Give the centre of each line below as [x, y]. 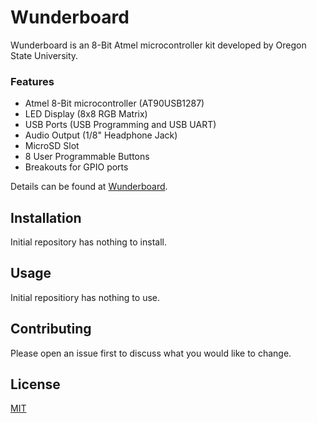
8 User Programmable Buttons [87, 157]
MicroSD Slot [52, 146]
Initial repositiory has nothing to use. [85, 297]
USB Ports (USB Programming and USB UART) [120, 125]
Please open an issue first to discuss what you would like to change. [151, 353]
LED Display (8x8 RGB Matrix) [86, 114]
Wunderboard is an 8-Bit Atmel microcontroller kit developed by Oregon [158, 45]
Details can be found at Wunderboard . [89, 187]
